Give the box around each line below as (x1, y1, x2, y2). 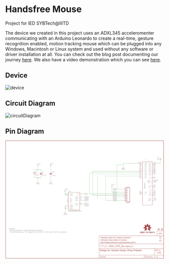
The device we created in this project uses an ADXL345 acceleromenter (5, 30, 154, 36)
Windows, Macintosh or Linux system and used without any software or (5, 46, 154, 52)
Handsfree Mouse (5, 4, 82, 15)
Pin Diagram (5, 127, 44, 135)
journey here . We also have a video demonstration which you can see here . (5, 56, 161, 62)
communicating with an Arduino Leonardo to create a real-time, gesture (5, 35, 154, 41)
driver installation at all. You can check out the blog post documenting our (5, 51, 158, 57)
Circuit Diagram (5, 99, 55, 108)
